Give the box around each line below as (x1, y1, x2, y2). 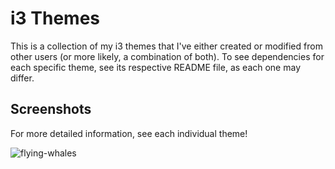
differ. (10, 72, 35, 84)
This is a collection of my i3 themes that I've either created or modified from (10, 40, 323, 52)
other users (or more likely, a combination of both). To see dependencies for (10, 50, 325, 62)
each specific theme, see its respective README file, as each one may (10, 61, 302, 73)
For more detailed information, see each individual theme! (10, 127, 248, 139)
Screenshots (10, 101, 92, 118)
